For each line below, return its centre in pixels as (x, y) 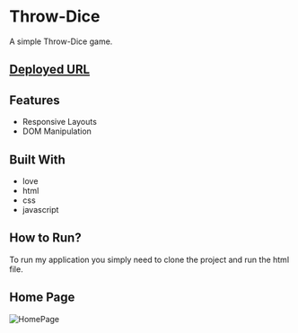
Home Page (42, 298)
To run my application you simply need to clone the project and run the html (149, 259)
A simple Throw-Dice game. (61, 41)
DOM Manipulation (57, 131)
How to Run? (46, 238)
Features (35, 100)
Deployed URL (50, 70)
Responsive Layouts (59, 122)
